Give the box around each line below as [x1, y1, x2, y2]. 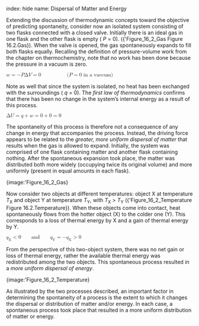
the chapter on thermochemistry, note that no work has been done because [6, 55, 191, 61]
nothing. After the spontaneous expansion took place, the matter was [6, 155, 175, 162]
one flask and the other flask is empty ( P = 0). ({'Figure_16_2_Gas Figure [6, 36, 184, 42]
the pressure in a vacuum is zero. [6, 60, 88, 68]
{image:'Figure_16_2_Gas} [6, 179, 69, 186]
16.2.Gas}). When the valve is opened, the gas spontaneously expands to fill [6, 41, 191, 49]
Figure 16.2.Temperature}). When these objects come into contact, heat [6, 204, 181, 211]
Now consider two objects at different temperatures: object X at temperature [6, 190, 193, 197]
